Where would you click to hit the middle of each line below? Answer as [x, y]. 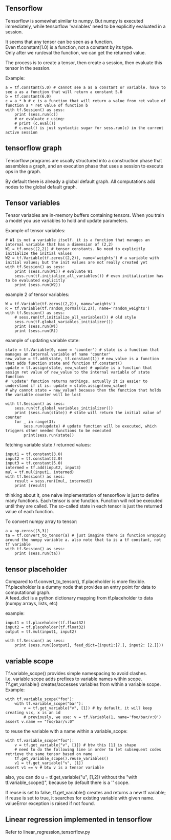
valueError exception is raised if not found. [50, 804]
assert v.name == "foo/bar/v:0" [40, 722]
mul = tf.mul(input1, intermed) [40, 472]
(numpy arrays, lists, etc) [31, 604]
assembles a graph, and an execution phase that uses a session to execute [84, 166]
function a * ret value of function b [47, 105]
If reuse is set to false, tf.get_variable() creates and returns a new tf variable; [86, 793]
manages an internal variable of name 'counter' [58, 354]
